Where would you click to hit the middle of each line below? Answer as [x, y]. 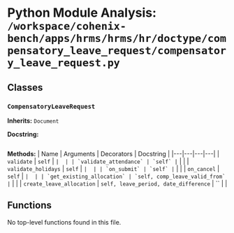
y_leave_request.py [64, 63]
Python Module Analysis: [82, 13]
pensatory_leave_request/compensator [117, 51]
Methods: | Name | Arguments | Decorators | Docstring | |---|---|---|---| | [114, 153]
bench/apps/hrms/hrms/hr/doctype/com [117, 39]
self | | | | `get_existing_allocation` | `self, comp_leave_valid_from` [116, 176]
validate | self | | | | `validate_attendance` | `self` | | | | [98, 161]
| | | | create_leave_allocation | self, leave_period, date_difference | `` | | [117, 183]
